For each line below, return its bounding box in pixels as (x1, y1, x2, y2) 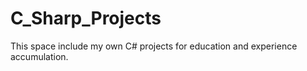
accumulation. (10, 50, 69, 62)
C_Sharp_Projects (10, 7, 162, 30)
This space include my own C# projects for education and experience (10, 40, 298, 52)
